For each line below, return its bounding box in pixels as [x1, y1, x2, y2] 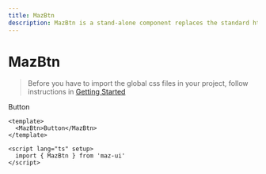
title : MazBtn [8, 11, 55, 20]
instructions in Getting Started [27, 87, 126, 97]
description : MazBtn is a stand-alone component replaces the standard [8, 19, 249, 27]
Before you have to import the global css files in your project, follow [27, 79, 249, 88]
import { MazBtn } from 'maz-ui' [15, 152, 126, 160]
